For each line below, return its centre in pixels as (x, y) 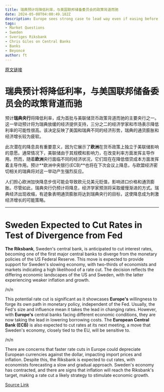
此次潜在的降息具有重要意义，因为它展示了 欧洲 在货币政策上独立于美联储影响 (82, 147)
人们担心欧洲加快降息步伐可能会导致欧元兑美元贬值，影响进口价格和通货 (78, 182)
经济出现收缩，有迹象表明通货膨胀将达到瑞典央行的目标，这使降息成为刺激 (84, 194)
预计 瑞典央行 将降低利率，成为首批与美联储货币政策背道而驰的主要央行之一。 (82, 118)
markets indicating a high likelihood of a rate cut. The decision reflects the (80, 269)
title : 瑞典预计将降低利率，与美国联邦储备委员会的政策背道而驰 (62, 10)
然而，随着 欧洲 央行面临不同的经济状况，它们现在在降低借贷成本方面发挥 (86, 159)
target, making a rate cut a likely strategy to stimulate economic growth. (77, 375)
